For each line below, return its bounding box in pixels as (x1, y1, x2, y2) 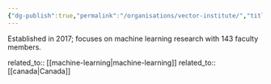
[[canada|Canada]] (7, 66, 71, 76)
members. (7, 42, 42, 52)
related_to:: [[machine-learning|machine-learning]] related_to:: (7, 58, 216, 67)
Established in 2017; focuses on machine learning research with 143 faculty (7, 34, 259, 43)
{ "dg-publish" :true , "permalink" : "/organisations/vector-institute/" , (7, 11, 248, 20)
